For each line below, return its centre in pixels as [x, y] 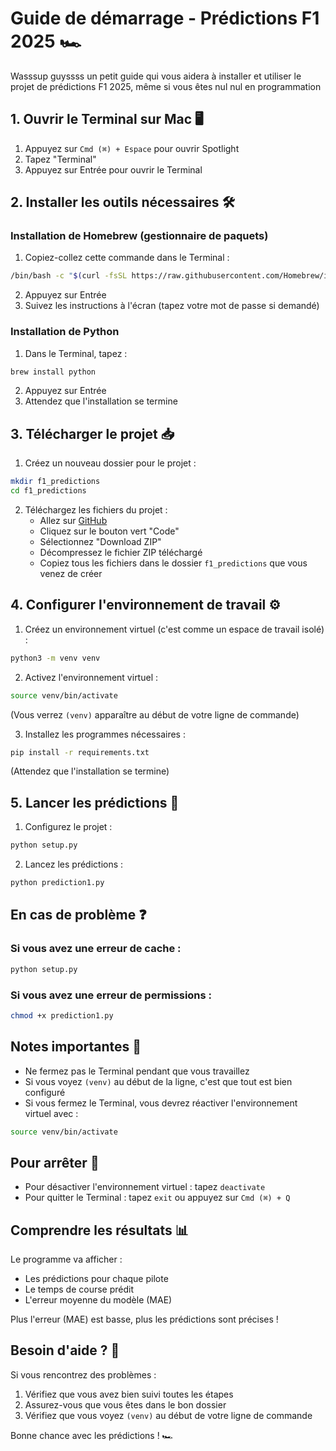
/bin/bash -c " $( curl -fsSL [69, 276]
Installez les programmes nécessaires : [105, 734]
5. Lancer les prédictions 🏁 [95, 802]
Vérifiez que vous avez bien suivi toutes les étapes [129, 1394]
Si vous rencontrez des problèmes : [83, 1374]
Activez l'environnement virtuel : [91, 677]
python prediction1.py [57, 883]
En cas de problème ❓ [78, 915]
